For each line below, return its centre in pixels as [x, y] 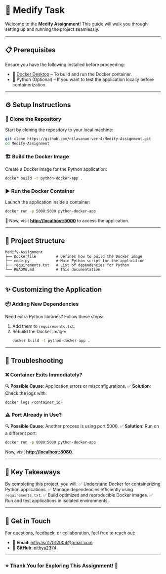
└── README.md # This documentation [53, 270]
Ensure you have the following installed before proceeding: [65, 65]
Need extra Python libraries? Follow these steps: [54, 317]
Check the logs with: [26, 393]
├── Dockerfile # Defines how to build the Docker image [74, 257]
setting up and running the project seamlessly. [52, 29]
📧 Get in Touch [28, 521]
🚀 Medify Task [35, 10]
